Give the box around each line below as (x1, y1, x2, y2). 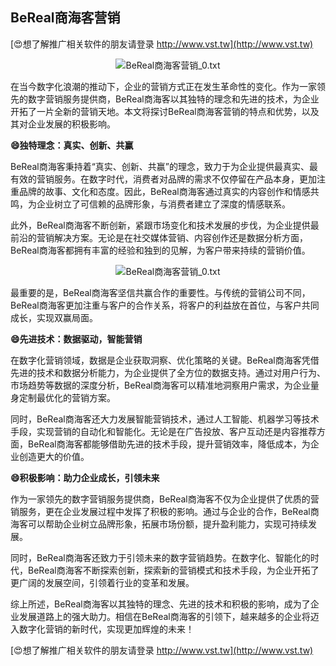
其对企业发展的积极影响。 (10, 118, 116, 130)
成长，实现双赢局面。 (10, 311, 98, 323)
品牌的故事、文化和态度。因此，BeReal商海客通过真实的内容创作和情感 (18, 185, 311, 197)
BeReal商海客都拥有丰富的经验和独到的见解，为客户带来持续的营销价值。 (10, 244, 311, 256)
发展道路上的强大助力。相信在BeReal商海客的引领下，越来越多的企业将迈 (18, 610, 320, 622)
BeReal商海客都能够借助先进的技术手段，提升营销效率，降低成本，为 (27, 438, 311, 450)
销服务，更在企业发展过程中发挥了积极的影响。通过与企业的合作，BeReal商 (10, 505, 320, 517)
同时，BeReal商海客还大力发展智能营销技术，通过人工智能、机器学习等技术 (10, 413, 320, 425)
